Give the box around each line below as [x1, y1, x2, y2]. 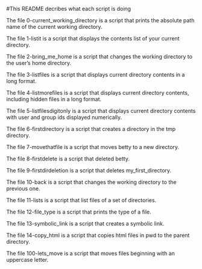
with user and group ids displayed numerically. [6, 114, 122, 121]
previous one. [6, 185, 40, 192]
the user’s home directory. [6, 60, 71, 66]
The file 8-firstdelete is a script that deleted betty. [6, 155, 130, 162]
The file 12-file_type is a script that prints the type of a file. [6, 208, 152, 215]
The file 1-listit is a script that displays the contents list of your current [6, 35, 180, 42]
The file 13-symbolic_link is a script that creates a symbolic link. [6, 220, 165, 227]
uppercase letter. [6, 256, 49, 263]
